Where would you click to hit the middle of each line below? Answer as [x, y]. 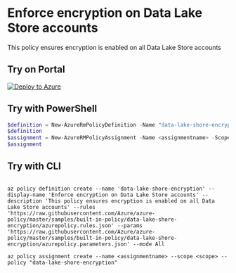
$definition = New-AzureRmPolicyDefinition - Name [81, 125]
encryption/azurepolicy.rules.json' [61, 226]
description [25, 201]
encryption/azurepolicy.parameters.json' [69, 244]
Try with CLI [34, 166]
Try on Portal [36, 69]
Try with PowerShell [52, 109]
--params [130, 226]
